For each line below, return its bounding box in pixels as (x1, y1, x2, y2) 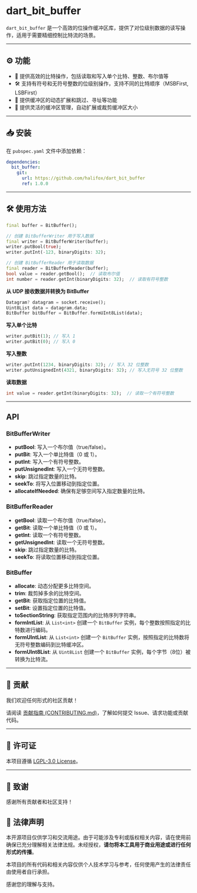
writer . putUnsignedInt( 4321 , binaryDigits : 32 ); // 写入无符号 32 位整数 (6, 367, 183, 373)
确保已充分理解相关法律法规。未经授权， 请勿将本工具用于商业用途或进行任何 (6, 841, 191, 848)
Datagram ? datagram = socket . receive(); (6, 299, 107, 305)
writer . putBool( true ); (6, 244, 62, 250)
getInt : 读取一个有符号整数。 (14, 531, 84, 538)
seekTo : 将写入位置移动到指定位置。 (14, 480, 103, 487)
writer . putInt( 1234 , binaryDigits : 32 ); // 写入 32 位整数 (6, 362, 149, 368)
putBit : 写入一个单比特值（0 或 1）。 (14, 451, 101, 458)
